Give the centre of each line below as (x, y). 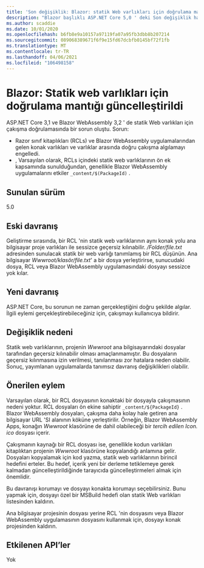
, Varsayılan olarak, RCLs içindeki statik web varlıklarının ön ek (93, 160)
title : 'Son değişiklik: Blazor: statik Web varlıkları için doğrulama (99, 12)
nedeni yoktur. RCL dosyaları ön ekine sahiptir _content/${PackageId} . (94, 407)
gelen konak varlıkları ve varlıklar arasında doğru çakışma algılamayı (100, 147)
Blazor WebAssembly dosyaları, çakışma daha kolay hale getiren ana (92, 413)
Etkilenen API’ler (39, 545)
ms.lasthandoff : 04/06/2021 (42, 57)
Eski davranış (32, 226)
